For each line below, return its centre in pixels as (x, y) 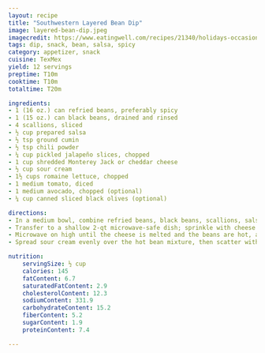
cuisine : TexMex (35, 60)
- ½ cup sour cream (40, 169)
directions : (28, 213)
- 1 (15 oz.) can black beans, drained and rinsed (93, 118)
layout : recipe (33, 15)
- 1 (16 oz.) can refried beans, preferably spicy (93, 111)
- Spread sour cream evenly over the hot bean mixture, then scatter (125, 242)
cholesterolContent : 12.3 (65, 293)
